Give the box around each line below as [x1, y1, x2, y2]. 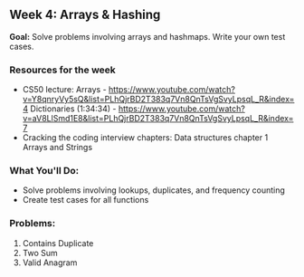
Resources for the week [9, 63, 116, 76]
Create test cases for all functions [22, 195, 149, 205]
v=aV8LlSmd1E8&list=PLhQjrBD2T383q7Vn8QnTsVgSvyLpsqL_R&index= [22, 113, 294, 124]
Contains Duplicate [22, 237, 94, 248]
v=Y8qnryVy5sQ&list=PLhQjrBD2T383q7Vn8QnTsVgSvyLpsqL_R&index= [22, 94, 295, 105]
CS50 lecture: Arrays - [22, 84, 107, 95]
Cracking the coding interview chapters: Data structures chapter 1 [22, 132, 269, 143]
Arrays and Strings [22, 142, 93, 153]
